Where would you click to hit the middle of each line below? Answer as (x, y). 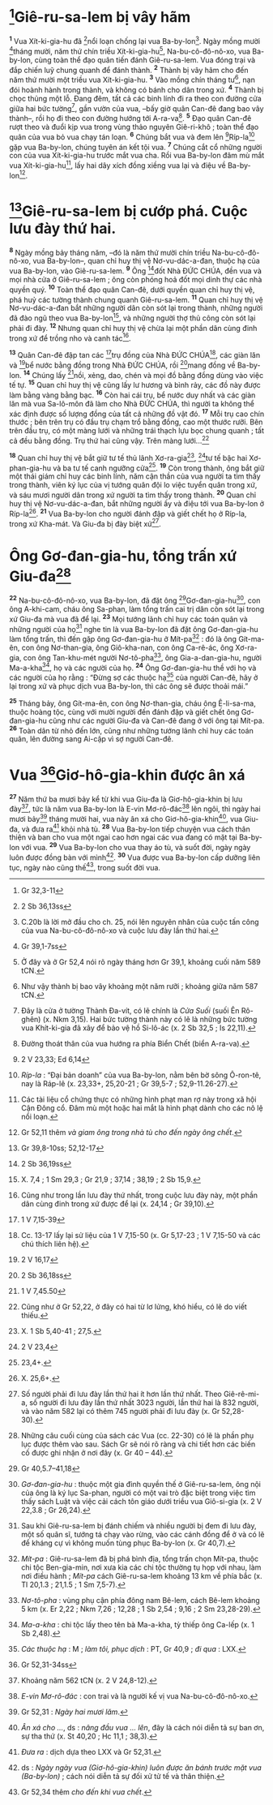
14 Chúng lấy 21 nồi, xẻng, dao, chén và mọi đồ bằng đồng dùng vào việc (144, 374)
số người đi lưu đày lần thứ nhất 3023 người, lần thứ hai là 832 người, (144, 1403)
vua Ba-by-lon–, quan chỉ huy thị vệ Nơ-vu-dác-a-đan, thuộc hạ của (146, 261)
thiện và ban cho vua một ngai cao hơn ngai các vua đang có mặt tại (123, 837)
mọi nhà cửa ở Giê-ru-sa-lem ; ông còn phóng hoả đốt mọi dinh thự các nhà (136, 280)
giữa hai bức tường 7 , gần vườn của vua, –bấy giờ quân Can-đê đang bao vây (136, 108)
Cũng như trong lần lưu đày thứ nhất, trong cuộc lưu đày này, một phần (139, 1195)
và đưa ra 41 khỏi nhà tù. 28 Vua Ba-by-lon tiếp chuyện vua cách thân (136, 828)
